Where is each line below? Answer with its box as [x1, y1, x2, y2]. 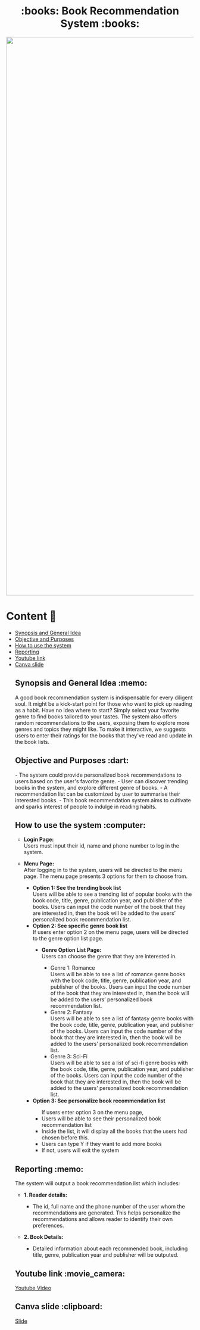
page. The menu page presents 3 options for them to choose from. [23, 873, 188, 880]
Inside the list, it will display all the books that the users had [41, 1127, 187, 1135]
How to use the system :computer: [14, 820, 146, 830]
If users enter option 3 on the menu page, [41, 1109, 144, 1116]
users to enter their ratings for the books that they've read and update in [14, 731, 192, 739]
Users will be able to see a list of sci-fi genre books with [50, 1059, 189, 1067]
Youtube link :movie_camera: [14, 1269, 126, 1279]
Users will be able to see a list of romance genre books [50, 971, 186, 978]
